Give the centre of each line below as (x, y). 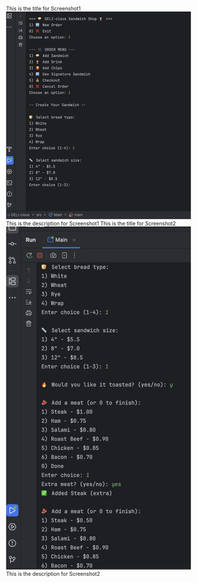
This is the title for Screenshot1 (43, 9)
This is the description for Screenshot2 (53, 574)
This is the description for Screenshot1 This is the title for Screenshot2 (91, 224)
